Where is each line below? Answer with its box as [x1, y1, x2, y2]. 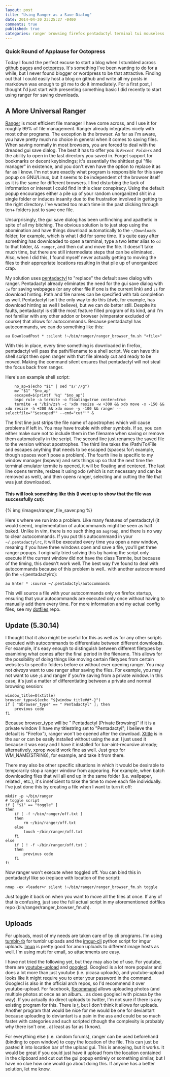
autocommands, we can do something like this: [5, 324, 104, 330]
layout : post [5, 7, 33, 13]
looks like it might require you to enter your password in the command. [5, 975, 153, 981]
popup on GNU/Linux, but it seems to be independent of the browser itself [5, 174, 160, 181]
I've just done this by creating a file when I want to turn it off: [5, 784, 132, 790]
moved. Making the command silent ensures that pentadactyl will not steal [5, 359, 161, 365]
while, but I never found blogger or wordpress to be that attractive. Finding [5, 70, 161, 76]
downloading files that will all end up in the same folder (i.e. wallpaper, [5, 773, 152, 779]
